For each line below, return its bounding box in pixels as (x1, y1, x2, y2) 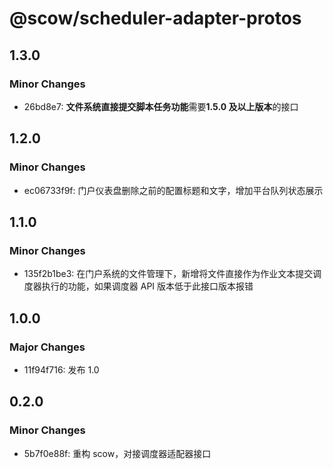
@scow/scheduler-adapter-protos (9, 7, 302, 30)
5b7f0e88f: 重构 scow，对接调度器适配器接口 (23, 447, 212, 459)
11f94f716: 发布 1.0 (23, 363, 100, 376)
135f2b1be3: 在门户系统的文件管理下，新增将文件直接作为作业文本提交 (23, 268, 314, 280)
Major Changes (9, 340, 86, 354)
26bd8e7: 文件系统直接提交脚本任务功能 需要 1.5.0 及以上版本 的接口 (23, 100, 299, 112)
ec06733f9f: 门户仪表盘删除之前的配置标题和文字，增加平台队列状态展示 (23, 184, 324, 196)
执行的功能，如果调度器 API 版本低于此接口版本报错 (41, 280, 254, 292)
